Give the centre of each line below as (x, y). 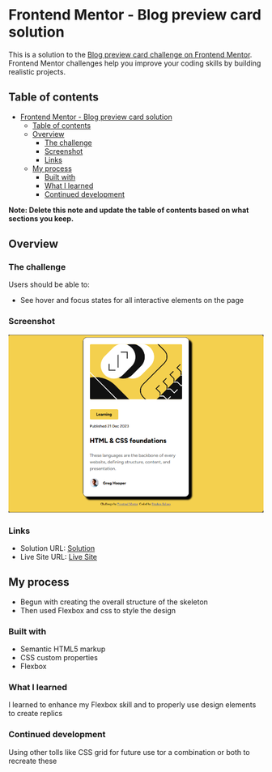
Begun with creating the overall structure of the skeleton (114, 602)
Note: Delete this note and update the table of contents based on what (129, 210)
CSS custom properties (59, 657)
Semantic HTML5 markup (63, 649)
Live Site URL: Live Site (59, 557)
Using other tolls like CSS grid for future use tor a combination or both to (129, 752)
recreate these (33, 761)
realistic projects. (37, 71)
